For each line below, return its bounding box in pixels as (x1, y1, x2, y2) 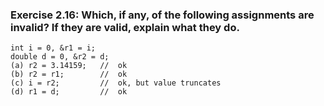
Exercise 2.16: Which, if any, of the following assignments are (10, 8, 315, 22)
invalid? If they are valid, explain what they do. (10, 20, 240, 34)
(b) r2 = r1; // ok (10, 69, 128, 80)
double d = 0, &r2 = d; (10, 52, 110, 62)
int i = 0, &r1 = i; (10, 43, 97, 53)
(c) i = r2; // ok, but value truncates (10, 78, 222, 88)
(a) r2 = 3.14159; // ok (10, 61, 128, 71)
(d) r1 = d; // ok (10, 87, 128, 97)
